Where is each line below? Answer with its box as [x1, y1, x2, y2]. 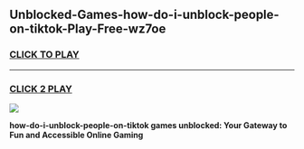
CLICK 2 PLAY [9, 82, 72, 95]
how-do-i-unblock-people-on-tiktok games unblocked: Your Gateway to [9, 119, 288, 130]
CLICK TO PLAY [9, 49, 80, 61]
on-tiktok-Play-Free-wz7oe [9, 22, 166, 37]
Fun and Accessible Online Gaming [9, 129, 144, 140]
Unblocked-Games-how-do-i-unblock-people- [9, 7, 280, 23]
